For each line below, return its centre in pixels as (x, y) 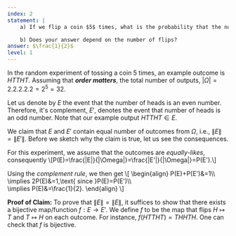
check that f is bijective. (42, 224)
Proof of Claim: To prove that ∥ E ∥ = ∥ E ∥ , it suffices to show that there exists (117, 202)
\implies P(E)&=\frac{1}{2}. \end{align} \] (66, 188)
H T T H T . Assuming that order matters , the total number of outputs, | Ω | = (112, 80)
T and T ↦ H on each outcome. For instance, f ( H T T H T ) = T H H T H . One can (116, 217)
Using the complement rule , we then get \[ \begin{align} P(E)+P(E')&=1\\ (111, 173)
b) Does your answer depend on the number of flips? (99, 39)
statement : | (26, 20)
